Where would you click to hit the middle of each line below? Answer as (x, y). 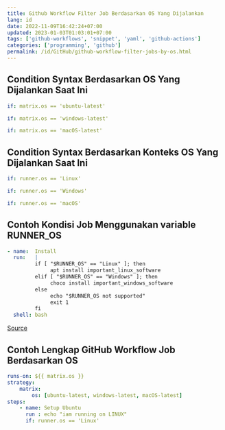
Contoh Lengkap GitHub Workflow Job (91, 349)
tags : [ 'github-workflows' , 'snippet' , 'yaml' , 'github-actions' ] (104, 39)
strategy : (21, 382)
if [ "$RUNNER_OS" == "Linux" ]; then (90, 264)
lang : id (20, 20)
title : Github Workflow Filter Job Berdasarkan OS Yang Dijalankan (106, 13)
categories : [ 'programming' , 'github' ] (64, 45)
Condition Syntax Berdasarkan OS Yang (94, 80)
